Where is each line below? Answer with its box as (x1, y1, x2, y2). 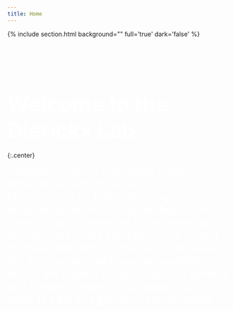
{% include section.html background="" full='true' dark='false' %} (7, 30, 201, 38)
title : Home (7, 10, 42, 18)
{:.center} (7, 151, 35, 159)
